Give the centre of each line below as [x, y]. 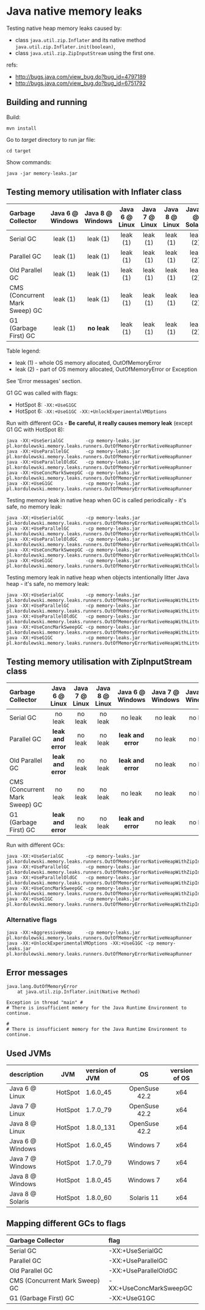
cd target [19, 151]
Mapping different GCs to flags [66, 1223]
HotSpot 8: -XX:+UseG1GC [46, 404]
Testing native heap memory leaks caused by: [64, 28]
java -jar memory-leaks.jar [42, 173]
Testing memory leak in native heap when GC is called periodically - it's [96, 500]
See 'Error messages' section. [44, 381]
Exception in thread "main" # [45, 1003]
